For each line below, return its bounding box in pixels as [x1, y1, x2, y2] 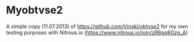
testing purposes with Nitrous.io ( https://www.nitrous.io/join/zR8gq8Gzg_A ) [6, 29, 188, 36]
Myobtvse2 [6, 3, 63, 17]
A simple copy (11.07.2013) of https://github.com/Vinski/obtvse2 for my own [6, 23, 189, 30]
